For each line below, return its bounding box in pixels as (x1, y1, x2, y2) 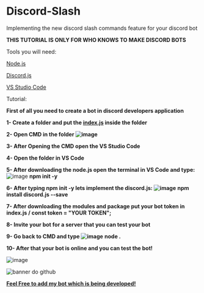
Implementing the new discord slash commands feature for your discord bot (6, 24, 198, 32)
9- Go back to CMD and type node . (6, 233, 121, 240)
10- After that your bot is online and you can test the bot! (6, 244, 153, 252)
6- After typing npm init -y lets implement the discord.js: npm (6, 184, 189, 191)
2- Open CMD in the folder (6, 130, 75, 138)
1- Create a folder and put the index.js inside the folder (6, 119, 148, 126)
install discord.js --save (6, 191, 68, 198)
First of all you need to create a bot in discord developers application (6, 107, 184, 114)
